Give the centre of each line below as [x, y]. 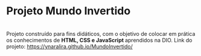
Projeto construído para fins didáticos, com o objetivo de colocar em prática [101, 33]
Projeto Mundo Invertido [69, 11]
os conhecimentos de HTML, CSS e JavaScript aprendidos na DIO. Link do [99, 40]
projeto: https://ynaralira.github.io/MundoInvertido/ [69, 46]
